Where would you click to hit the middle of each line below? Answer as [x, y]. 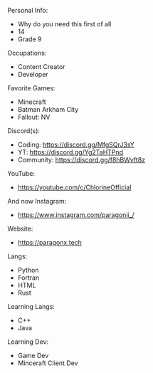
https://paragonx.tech [49, 242]
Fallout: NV [34, 117]
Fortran [28, 278]
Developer [33, 74]
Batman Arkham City [48, 109]
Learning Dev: [28, 342]
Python [28, 270]
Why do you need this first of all [64, 24]
